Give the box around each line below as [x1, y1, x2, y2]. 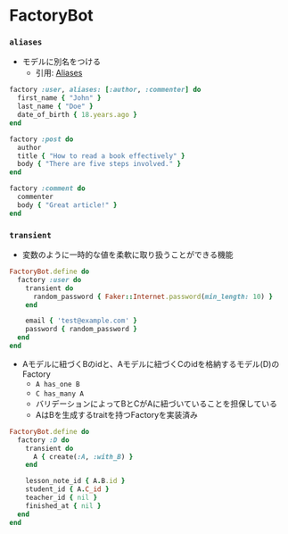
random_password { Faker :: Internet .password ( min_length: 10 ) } [32, 292, 274, 301]
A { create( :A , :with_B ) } [32, 452, 134, 461]
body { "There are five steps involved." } [17, 160, 181, 169]
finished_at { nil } [25, 501, 102, 510]
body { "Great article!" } [17, 200, 118, 210]
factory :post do [9, 135, 74, 144]
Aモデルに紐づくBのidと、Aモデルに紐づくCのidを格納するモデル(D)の [21, 358, 280, 369]
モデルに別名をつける [21, 56, 101, 67]
